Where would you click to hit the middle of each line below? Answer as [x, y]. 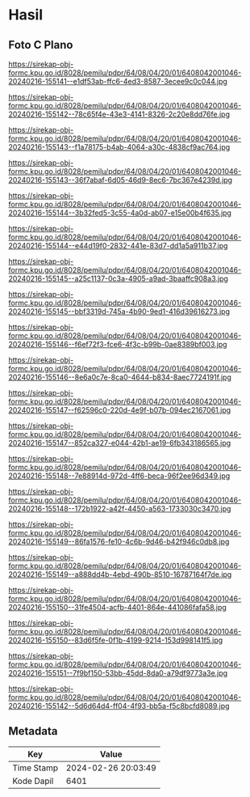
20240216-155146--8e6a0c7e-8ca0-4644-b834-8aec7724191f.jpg [120, 377]
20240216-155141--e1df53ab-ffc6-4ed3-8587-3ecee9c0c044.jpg [118, 81]
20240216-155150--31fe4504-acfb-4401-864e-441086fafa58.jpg [118, 607]
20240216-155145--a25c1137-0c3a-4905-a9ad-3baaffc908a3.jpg [118, 278]
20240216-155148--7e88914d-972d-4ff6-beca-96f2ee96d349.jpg [119, 476]
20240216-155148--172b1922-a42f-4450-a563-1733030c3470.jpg [120, 509]
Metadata [33, 731]
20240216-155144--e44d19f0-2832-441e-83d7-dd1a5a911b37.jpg [118, 246]
